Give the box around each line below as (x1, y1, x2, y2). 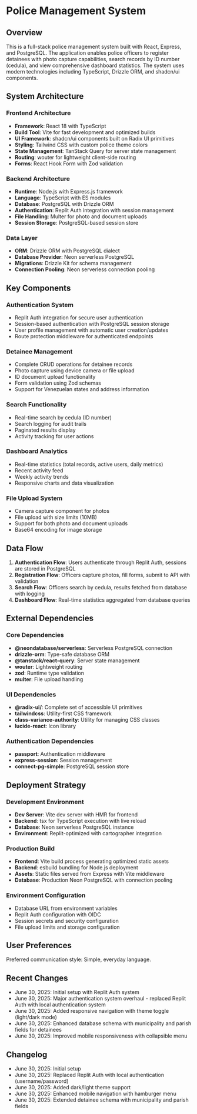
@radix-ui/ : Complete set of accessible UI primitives (14, 703, 143, 711)
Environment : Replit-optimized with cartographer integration (14, 829, 162, 836)
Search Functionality (6, 401, 67, 409)
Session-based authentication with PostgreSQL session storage (14, 320, 169, 327)
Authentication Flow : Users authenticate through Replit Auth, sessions (14, 559, 187, 566)
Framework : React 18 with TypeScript (14, 122, 106, 129)
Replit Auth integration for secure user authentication (14, 313, 143, 321)
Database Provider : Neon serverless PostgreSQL (14, 254, 135, 261)
